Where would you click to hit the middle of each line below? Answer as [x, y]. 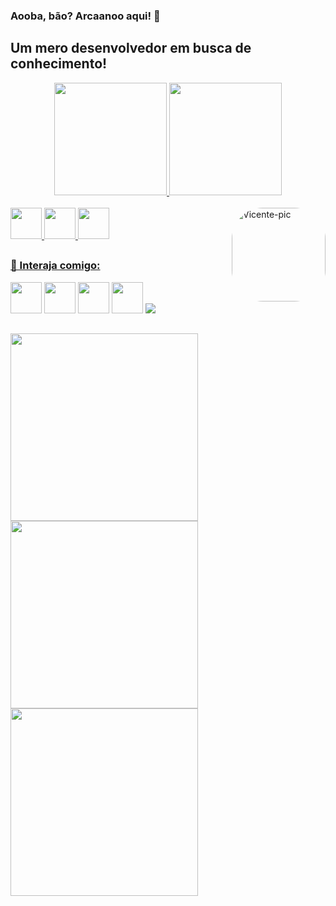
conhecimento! [59, 64]
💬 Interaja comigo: [55, 266]
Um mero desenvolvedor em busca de [131, 48]
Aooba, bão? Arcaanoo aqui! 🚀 [85, 16]
